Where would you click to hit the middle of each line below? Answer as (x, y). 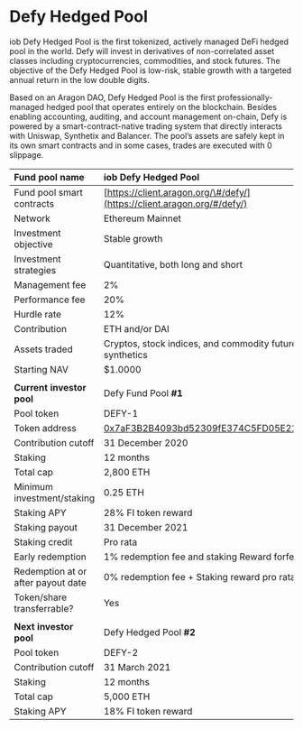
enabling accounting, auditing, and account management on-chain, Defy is (148, 116)
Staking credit (43, 541)
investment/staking (55, 498)
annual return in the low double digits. (80, 79)
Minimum (34, 486)
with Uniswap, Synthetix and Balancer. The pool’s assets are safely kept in (147, 135)
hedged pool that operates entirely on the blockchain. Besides (162, 106)
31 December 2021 (146, 527)
